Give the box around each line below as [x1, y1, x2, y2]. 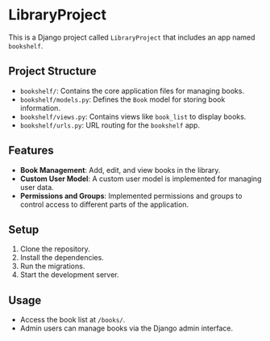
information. [19, 103, 60, 112]
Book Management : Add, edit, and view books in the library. [19, 165, 221, 175]
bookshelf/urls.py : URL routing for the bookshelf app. [19, 120, 200, 130]
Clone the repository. [19, 244, 90, 254]
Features [8, 144, 54, 158]
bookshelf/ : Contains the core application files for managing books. [19, 86, 244, 95]
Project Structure [8, 65, 97, 78]
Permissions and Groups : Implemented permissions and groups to [19, 191, 243, 200]
